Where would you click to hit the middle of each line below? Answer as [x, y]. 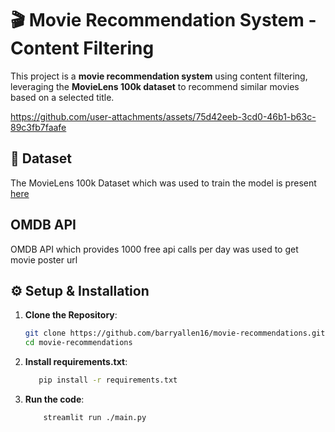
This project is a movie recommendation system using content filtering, [159, 76]
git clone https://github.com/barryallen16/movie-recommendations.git [175, 333]
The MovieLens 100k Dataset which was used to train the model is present [163, 183]
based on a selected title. [62, 97]
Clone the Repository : [71, 315]
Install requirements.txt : [76, 362]
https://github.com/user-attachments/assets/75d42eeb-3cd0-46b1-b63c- [163, 116]
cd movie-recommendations [78, 343]
